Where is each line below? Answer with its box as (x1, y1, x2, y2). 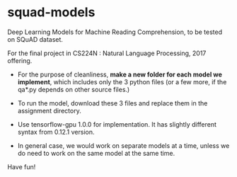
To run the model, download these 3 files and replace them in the (17, 98, 208, 107)
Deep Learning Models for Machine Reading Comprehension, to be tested (7, 28, 223, 36)
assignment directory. (17, 106, 81, 115)
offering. (7, 56, 33, 64)
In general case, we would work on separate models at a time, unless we (17, 141, 230, 149)
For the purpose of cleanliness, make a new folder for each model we (17, 70, 223, 79)
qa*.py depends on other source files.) (17, 85, 130, 93)
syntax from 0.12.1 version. (17, 127, 95, 136)
